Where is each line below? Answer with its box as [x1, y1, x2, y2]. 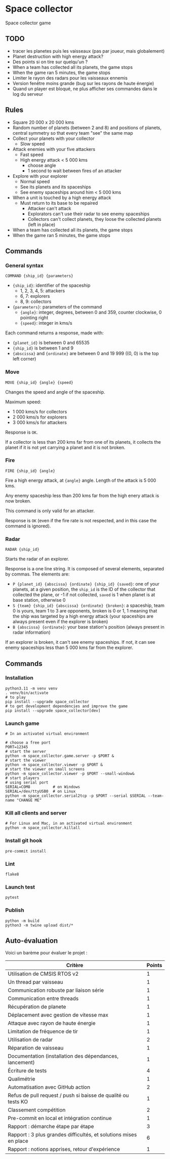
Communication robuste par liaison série [8, 987, 104, 994]
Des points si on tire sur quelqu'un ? [12, 59, 88, 65]
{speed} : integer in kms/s [20, 320, 72, 326]
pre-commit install [5, 848, 47, 854]
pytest [5, 895, 19, 900]
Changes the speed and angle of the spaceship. [5, 389, 105, 395]
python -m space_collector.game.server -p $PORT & [5, 753, 114, 759]
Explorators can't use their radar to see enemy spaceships [27, 211, 150, 217]
